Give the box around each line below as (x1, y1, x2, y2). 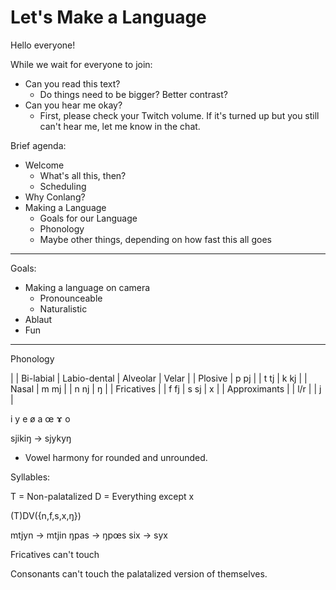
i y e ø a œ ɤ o (10, 412, 71, 425)
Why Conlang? (24, 191, 86, 203)
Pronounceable (39, 292, 103, 304)
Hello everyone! (10, 39, 76, 51)
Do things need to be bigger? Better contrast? (39, 88, 228, 100)
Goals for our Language (39, 212, 138, 224)
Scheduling (39, 180, 87, 192)
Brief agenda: (10, 139, 67, 151)
